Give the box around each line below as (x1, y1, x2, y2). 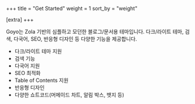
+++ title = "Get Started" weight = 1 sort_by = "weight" (6, 5, 138, 12)
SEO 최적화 (14, 70, 41, 76)
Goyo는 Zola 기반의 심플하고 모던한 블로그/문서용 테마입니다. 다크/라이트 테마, (6, 28, 184, 35)
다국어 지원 (14, 62, 40, 69)
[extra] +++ (6, 16, 34, 23)
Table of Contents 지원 (14, 77, 69, 84)
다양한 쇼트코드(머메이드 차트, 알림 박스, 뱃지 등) (14, 91, 124, 98)
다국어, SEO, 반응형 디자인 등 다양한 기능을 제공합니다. (13, 35, 137, 42)
